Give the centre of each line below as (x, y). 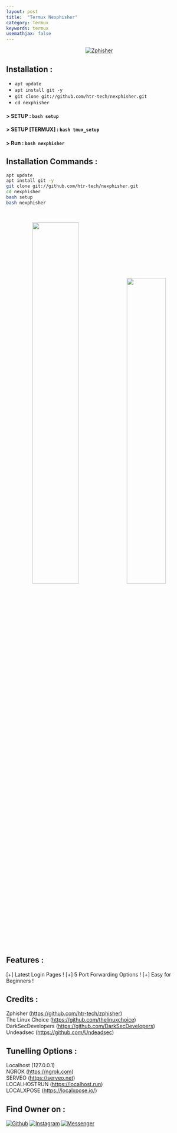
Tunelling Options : (42, 1051)
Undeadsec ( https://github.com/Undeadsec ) (60, 1032)
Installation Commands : (52, 161)
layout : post (22, 12)
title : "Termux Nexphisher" (42, 17)
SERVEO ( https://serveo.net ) (41, 1078)
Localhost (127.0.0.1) (30, 1065)
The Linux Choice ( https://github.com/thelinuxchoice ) (71, 1020)
